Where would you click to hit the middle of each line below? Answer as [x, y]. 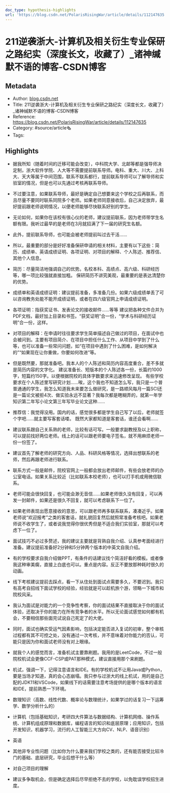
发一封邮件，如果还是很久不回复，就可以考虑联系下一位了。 [75, 500]
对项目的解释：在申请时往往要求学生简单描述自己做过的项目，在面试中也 [88, 333]
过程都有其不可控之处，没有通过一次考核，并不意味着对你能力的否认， [86, 636]
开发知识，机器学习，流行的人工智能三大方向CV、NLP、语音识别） [82, 730]
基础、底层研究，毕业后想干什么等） [59, 758]
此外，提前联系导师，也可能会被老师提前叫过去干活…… [70, 234]
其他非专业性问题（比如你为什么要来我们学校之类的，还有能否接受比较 [86, 751]
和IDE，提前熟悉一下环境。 [41, 689]
